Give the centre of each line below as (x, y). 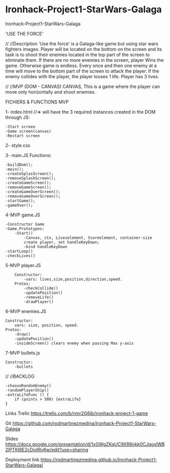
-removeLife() (39, 297)
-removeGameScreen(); (28, 187)
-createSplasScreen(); (29, 173)
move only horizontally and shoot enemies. (51, 92)
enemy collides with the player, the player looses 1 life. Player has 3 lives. (82, 76)
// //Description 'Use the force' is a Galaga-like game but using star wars (82, 43)
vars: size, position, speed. (47, 325)
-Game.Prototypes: (25, 229)
